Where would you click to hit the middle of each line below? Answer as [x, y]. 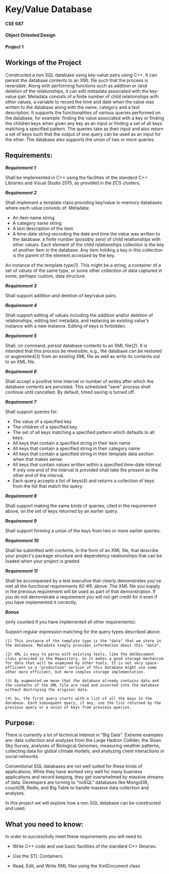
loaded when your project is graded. [43, 561]
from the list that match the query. [48, 486]
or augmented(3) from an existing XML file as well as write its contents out [83, 356]
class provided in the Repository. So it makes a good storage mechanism [84, 659]
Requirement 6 [21, 371]
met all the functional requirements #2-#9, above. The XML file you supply [83, 586]
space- [152, 663]
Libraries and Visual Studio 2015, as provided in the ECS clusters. [73, 183]
